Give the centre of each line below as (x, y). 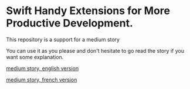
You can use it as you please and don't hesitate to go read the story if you (95, 50)
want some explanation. (35, 57)
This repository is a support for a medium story (63, 39)
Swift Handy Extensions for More (88, 11)
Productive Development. (70, 23)
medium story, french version (42, 80)
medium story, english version (43, 68)
